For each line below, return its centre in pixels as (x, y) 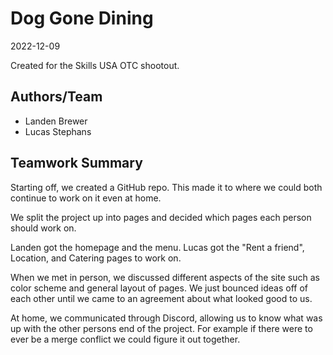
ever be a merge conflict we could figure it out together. (125, 339)
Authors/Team (56, 97)
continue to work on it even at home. (86, 198)
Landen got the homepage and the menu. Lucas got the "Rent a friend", (157, 247)
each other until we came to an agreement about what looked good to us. (161, 298)
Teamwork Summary (76, 163)
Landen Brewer (56, 121)
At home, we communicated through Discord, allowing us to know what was (166, 318)
